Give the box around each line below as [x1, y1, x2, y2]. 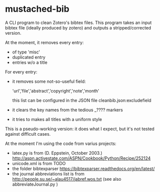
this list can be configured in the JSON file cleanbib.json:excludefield [12, 97, 152, 103]
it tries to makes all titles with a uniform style [12, 116, 102, 122]
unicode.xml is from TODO [12, 160, 66, 166]
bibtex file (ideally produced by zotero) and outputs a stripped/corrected [5, 24, 152, 30]
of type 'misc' [12, 49, 40, 55]
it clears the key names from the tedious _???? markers [12, 107, 123, 113]
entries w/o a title [12, 59, 47, 65]
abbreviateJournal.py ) [12, 181, 58, 187]
